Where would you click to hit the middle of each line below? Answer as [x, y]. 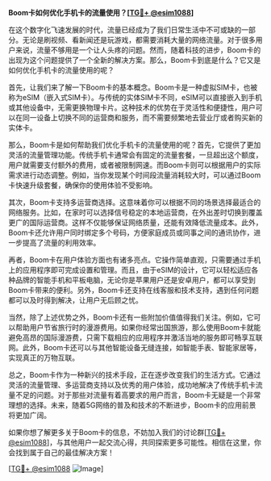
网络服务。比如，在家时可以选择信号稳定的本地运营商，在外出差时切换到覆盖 [135, 212]
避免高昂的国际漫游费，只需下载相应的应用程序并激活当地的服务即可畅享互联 [135, 337]
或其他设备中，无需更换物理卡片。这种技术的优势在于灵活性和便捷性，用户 [132, 107]
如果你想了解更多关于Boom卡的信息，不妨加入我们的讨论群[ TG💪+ [117, 432]
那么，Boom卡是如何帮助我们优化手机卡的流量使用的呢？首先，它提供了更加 [135, 145]
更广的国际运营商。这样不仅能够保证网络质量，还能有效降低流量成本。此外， [135, 222]
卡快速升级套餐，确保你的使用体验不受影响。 [83, 185]
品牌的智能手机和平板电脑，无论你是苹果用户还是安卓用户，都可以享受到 [135, 280]
